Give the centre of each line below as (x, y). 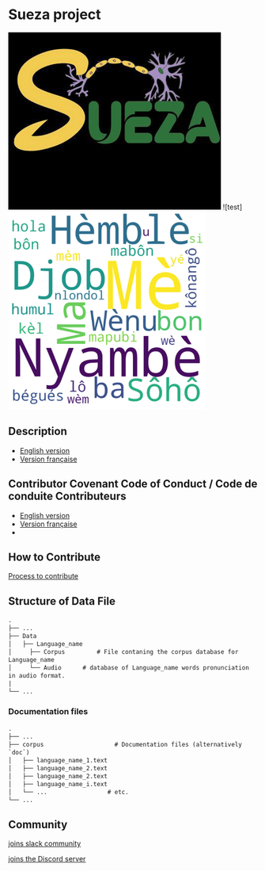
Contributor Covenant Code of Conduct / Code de (133, 484)
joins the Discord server (47, 859)
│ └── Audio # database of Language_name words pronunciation (129, 668)
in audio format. (37, 676)
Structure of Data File (62, 601)
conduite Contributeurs (67, 497)
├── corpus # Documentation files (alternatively (125, 745)
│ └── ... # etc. (68, 793)
